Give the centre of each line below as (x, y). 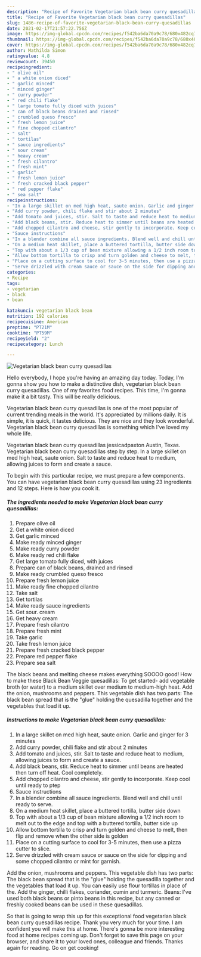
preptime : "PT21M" (30, 327)
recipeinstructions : (33, 200)
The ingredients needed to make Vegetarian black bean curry (85, 502)
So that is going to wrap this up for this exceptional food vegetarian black (97, 916)
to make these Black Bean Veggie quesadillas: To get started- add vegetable (101, 681)
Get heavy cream (37, 618)
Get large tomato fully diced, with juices (64, 562)
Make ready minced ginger (49, 543)
